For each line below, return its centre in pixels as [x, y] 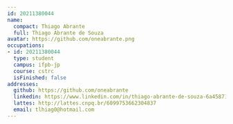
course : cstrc [34, 71]
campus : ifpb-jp [37, 65]
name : [15, 20]
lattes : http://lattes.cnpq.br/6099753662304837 [85, 103]
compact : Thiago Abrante [49, 26]
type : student [34, 59]
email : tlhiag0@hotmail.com [54, 110]
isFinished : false [40, 77]
